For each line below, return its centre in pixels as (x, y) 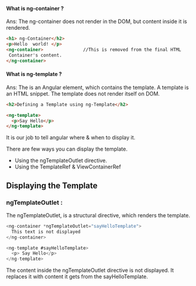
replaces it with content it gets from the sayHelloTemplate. (77, 277)
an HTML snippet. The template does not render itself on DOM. (83, 93)
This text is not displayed (46, 231)
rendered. (18, 28)
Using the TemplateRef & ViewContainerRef (68, 167)
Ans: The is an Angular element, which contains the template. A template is (98, 87)
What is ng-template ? (34, 74)
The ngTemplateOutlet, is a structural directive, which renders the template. (98, 215)
